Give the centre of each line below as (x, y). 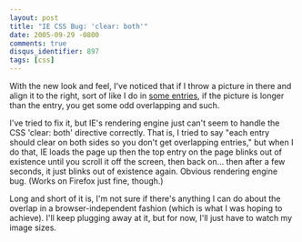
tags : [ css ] (32, 60)
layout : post (34, 18)
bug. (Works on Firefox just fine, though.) (86, 181)
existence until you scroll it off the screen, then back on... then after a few (147, 161)
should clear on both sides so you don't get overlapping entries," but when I (151, 142)
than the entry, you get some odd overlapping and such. (115, 105)
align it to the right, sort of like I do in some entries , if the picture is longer (147, 96)
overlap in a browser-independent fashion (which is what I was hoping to (146, 208)
